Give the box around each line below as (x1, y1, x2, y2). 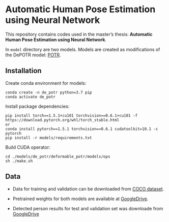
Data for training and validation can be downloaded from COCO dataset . (12, 185, 164, 192)
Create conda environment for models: (5, 80, 87, 86)
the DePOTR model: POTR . (5, 52, 61, 58)
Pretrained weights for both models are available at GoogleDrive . (12, 196, 149, 202)
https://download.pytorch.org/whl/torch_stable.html (5, 117, 120, 122)
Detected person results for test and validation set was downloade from (12, 205, 163, 211)
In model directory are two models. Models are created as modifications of (5, 46, 160, 52)
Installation (5, 67, 42, 75)
